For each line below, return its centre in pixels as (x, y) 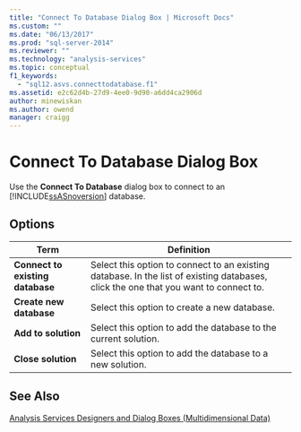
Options (32, 225)
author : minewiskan (46, 101)
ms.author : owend (42, 109)
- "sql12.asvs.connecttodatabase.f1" (88, 84)
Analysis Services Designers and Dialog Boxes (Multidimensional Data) (140, 418)
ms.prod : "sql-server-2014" (62, 43)
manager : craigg (39, 117)
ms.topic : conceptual (50, 68)
